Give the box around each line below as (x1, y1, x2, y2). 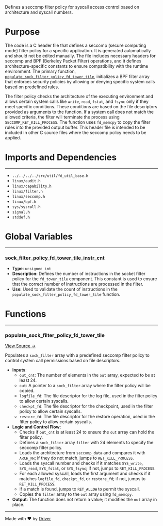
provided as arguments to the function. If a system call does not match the (5, 109, 154, 115)
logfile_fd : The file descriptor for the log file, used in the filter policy (19, 393, 158, 399)
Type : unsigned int (12, 266, 51, 272)
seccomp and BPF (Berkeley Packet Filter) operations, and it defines (5, 58, 142, 64)
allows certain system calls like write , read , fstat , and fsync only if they (5, 98, 149, 104)
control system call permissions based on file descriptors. (5, 358, 121, 364)
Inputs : (12, 367, 27, 373)
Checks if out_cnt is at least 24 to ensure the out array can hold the (19, 429, 154, 435)
